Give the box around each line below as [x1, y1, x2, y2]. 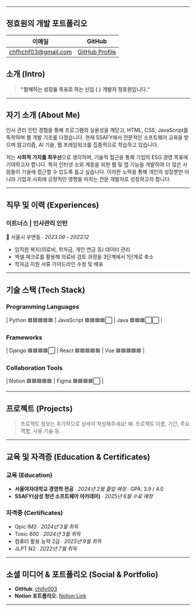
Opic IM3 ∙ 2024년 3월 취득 [14, 523, 79, 530]
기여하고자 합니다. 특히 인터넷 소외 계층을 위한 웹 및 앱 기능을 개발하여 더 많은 [6, 161, 182, 168]
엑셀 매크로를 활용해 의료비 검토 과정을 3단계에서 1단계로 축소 [14, 253, 154, 261]
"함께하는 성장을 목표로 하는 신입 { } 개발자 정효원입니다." [20, 86, 150, 93]
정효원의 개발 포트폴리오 [6, 19, 87, 29]
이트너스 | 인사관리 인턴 [6, 219, 68, 227]
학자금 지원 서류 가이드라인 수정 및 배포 [14, 261, 104, 268]
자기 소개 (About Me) [6, 110, 80, 120]
